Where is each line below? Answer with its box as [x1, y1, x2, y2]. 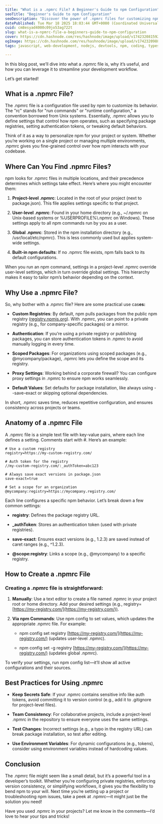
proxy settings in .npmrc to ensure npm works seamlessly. [12, 376, 129, 382]
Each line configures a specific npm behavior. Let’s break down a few [5, 498, 144, 503]
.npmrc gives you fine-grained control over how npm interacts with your [5, 143, 149, 149]
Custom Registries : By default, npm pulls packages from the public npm [12, 311, 158, 317]
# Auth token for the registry [5, 459, 68, 464]
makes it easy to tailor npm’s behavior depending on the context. [5, 274, 134, 280]
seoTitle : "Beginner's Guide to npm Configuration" [5, 12, 112, 17]
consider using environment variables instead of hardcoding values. [12, 746, 148, 752]
